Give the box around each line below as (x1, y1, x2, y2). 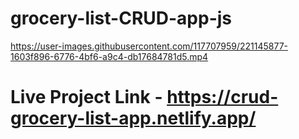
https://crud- (166, 86, 279, 109)
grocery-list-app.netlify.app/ (10, 107, 257, 130)
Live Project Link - (10, 86, 163, 109)
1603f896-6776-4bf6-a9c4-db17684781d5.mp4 (10, 50, 209, 62)
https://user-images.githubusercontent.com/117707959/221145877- (10, 40, 288, 52)
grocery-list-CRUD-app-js (10, 7, 233, 30)
